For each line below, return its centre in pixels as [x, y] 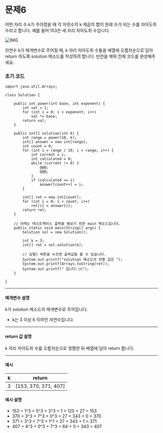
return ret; [35, 210]
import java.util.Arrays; [31, 87]
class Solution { [23, 95]
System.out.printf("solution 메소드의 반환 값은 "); [73, 260]
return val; [35, 121]
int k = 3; [33, 241]
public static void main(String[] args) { [57, 228]
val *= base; [44, 117]
